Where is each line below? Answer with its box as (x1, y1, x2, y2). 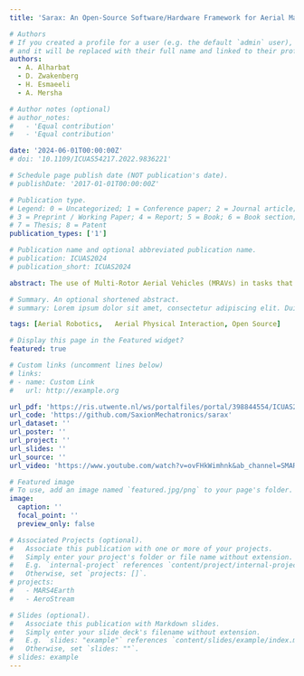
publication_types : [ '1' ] (9, 230, 107, 239)
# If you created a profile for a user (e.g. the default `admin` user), (9, 38, 294, 47)
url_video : (9, 461, 51, 470)
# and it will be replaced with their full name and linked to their (9, 46, 278, 55)
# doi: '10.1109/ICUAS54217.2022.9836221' (9, 155, 172, 164)
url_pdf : (9, 402, 43, 411)
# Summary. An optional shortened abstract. (9, 295, 180, 304)
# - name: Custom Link (9, 377, 95, 387)
